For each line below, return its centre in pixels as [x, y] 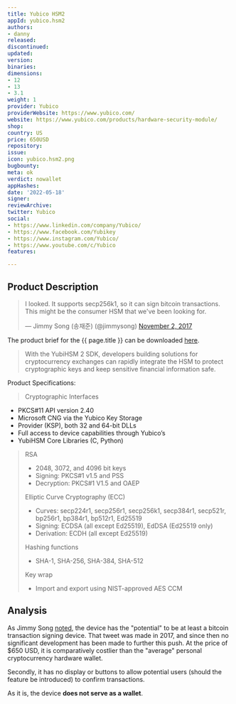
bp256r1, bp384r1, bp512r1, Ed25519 [88, 518]
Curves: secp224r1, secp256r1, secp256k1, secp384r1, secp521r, [130, 510]
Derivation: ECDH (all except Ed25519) [91, 533]
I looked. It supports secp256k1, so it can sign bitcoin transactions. [122, 303]
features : [22, 252]
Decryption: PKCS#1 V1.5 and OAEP [87, 483]
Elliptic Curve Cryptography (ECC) [75, 497]
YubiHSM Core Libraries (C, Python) [70, 440]
